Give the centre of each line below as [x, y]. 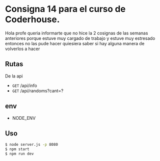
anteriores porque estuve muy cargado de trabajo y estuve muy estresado [80, 38]
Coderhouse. [32, 19]
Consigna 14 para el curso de [66, 9]
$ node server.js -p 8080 [31, 145]
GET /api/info [25, 85]
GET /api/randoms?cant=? [38, 91]
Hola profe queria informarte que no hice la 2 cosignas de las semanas [77, 33]
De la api [14, 76]
